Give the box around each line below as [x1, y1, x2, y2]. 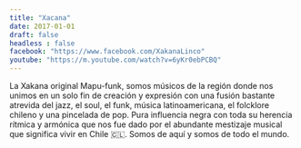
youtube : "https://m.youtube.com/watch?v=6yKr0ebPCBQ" [9, 55, 222, 64]
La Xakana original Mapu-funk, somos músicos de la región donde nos [9, 81, 274, 91]
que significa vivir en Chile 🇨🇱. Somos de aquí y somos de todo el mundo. [9, 129, 290, 139]
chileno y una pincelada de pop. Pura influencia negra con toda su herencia [9, 110, 293, 120]
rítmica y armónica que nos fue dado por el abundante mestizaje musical [9, 119, 283, 130]
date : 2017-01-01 [9, 22, 75, 31]
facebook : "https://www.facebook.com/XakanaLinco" [9, 47, 206, 56]
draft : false [9, 30, 59, 39]
